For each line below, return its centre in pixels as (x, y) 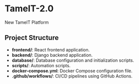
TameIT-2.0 (29, 9)
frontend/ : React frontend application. (51, 49)
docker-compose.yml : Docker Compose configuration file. (72, 71)
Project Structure (32, 38)
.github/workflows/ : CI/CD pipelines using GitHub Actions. (72, 76)
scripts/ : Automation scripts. (41, 65)
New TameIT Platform (27, 22)
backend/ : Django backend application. (52, 55)
